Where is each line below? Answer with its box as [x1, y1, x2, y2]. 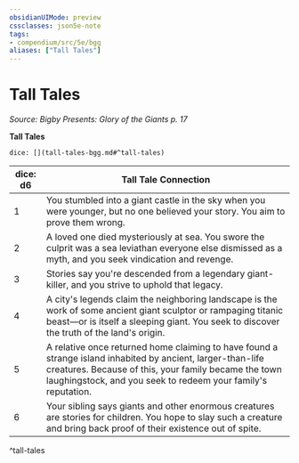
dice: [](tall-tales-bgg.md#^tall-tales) [9, 149, 166, 158]
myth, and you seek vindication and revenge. [45, 253, 234, 265]
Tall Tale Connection [121, 174, 211, 186]
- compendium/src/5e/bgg [9, 37, 101, 47]
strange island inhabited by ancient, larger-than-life [45, 353, 264, 365]
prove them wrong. [45, 216, 126, 229]
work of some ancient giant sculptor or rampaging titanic [45, 305, 283, 317]
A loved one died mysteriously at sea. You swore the [45, 231, 265, 243]
